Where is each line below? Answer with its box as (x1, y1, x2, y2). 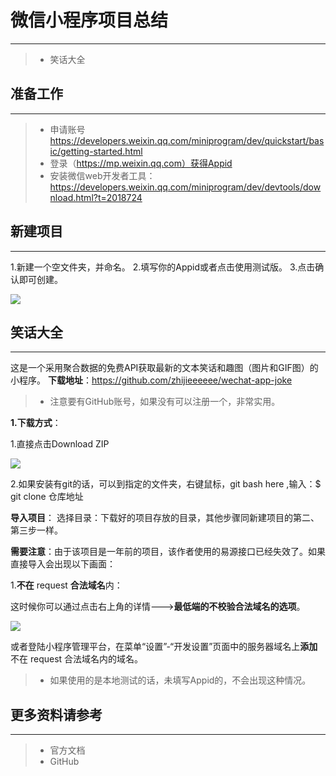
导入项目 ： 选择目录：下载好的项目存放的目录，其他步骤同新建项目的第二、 (10, 512, 320, 524)
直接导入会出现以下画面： (10, 558, 116, 570)
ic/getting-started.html (49, 145, 143, 157)
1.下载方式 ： (10, 417, 62, 429)
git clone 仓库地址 (10, 491, 84, 503)
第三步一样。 (10, 524, 63, 536)
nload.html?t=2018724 (49, 191, 143, 203)
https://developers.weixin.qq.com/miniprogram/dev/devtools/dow (49, 181, 322, 193)
